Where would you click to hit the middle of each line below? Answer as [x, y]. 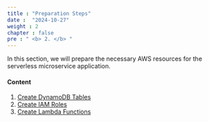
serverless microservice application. [59, 66]
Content [19, 82]
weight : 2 [23, 26]
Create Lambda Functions [54, 112]
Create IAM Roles [42, 105]
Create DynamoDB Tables [54, 97]
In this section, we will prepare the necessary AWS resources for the [105, 59]
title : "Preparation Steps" [49, 13]
